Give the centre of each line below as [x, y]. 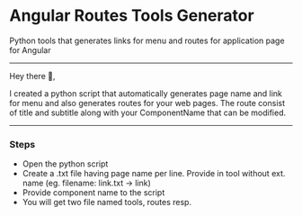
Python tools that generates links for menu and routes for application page [147, 40]
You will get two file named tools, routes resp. [107, 202]
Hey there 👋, [32, 76]
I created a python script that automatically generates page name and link [146, 93]
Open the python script [65, 164]
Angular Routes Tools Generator [132, 16]
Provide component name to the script [93, 193]
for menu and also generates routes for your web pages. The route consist [147, 103]
